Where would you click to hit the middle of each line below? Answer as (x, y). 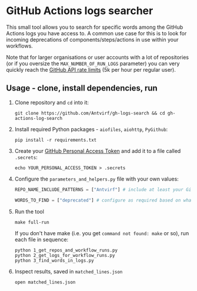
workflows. (20, 46)
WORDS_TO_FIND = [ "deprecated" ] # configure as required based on (98, 200)
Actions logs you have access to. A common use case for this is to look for (96, 33)
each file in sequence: (41, 239)
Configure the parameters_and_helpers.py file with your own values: (97, 179)
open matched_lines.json (45, 282)
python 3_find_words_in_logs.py (54, 260)
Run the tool (29, 211)
